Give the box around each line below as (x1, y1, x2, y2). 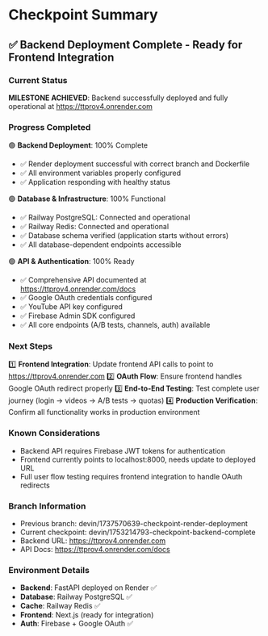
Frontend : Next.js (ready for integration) (19, 610, 154, 620)
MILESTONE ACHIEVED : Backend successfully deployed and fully (8, 93, 228, 103)
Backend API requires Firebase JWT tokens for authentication (19, 446, 226, 455)
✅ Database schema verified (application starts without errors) (19, 231, 229, 241)
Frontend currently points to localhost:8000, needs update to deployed (19, 454, 256, 464)
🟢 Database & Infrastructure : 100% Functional (8, 194, 166, 203)
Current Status (8, 74, 68, 86)
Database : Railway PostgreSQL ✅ (19, 592, 133, 602)
